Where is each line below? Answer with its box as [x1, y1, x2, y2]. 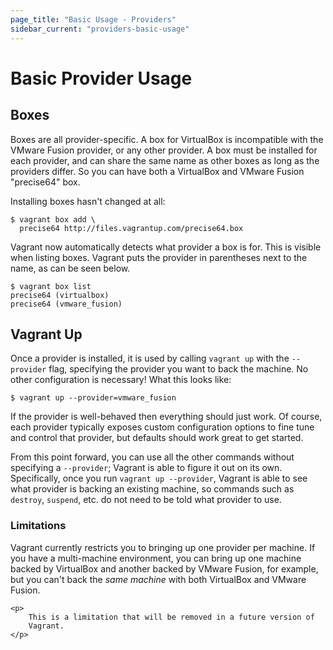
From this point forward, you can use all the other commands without [10, 451, 295, 463]
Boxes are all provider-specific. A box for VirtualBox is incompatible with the [10, 133, 324, 145]
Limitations [10, 519, 67, 533]
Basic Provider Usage [10, 67, 193, 90]
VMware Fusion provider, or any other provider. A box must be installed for [10, 144, 318, 156]
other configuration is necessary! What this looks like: [10, 374, 232, 386]
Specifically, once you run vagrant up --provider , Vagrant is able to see [10, 472, 308, 485]
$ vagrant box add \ [10, 214, 97, 225]
